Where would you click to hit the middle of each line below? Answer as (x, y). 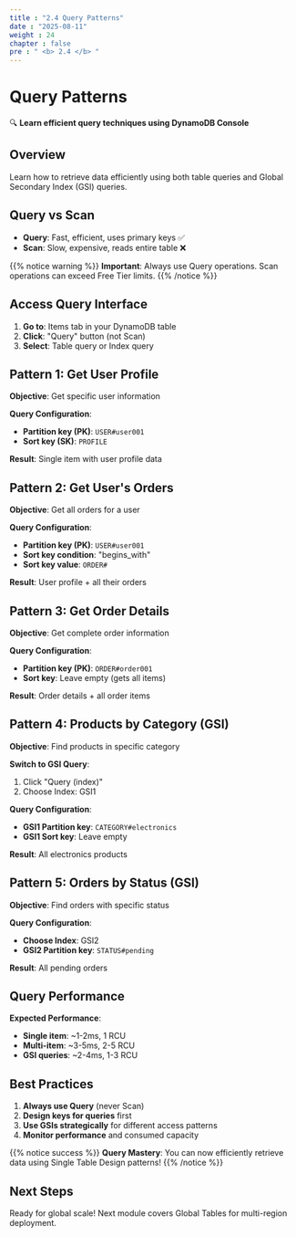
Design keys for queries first (77, 1116)
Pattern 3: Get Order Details (90, 611)
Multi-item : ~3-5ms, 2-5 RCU (78, 1045)
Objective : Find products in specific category (95, 746)
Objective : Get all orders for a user (75, 510)
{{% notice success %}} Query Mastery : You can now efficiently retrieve (147, 1153)
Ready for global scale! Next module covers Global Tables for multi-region (148, 1213)
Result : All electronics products (68, 854)
